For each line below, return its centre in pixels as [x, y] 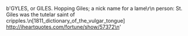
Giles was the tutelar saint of [41, 15]
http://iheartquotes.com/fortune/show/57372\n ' [64, 27]
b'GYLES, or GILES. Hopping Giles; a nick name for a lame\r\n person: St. [94, 8]
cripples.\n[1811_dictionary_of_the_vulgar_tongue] [66, 21]
